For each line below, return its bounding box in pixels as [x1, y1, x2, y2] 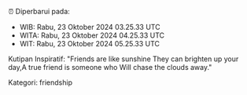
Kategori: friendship [8, 78, 73, 87]
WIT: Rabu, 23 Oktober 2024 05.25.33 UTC [19, 39, 160, 48]
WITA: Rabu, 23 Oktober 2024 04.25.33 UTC [19, 31, 165, 40]
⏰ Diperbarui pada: [8, 7, 71, 16]
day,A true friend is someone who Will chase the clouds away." [8, 63, 212, 71]
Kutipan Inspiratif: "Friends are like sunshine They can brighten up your [8, 54, 239, 64]
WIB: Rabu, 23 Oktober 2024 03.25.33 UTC [19, 23, 160, 31]
